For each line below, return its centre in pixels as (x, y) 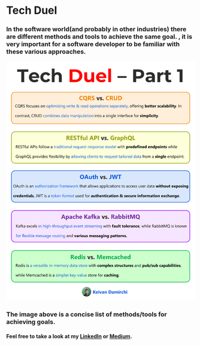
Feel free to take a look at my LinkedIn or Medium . (69, 336)
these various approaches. (46, 52)
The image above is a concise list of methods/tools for (87, 314)
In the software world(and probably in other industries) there (96, 29)
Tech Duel (32, 10)
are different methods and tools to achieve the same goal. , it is (99, 37)
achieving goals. (31, 322)
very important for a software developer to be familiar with (93, 44)
